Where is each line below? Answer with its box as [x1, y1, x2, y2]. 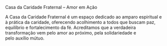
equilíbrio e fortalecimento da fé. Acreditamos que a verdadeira [5, 24, 136, 30]
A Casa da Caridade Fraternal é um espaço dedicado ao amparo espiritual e [5, 14, 162, 19]
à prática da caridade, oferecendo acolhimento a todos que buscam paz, [5, 19, 156, 25]
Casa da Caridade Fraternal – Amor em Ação [5, 4, 98, 10]
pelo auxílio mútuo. [5, 35, 45, 41]
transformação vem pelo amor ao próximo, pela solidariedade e [5, 30, 136, 35]
